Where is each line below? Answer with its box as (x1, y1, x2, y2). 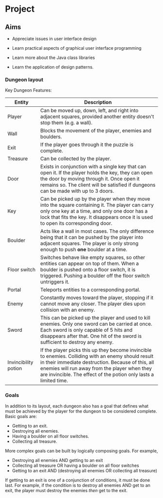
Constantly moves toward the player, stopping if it (40, 294, 154, 301)
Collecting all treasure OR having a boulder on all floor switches (12, 462, 139, 468)
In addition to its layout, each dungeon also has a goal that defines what (5, 403, 149, 409)
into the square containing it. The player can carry (40, 201, 154, 208)
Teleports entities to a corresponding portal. (40, 286, 141, 293)
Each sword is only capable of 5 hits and (40, 327, 132, 334)
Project (5, 3, 35, 15)
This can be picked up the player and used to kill (40, 315, 150, 321)
